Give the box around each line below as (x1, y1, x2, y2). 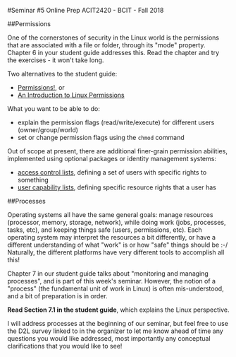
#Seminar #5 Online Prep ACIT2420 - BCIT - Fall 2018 (7, 6, 164, 14)
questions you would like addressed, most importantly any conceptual (7, 334, 211, 342)
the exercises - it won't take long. (7, 56, 104, 64)
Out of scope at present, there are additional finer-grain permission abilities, (7, 147, 228, 155)
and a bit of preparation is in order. (7, 292, 108, 300)
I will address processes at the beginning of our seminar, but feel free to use (7, 320, 229, 327)
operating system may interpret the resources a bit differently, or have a (7, 233, 216, 241)
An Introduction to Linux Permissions (17, 91, 125, 99)
